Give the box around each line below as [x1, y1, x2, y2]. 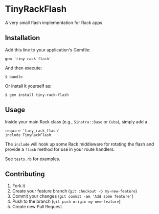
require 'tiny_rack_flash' [5, 128, 60, 133]
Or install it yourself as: [5, 83, 51, 89]
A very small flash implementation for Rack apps [5, 20, 103, 25]
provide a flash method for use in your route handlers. [5, 146, 115, 152]
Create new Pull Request [12, 204, 62, 210]
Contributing [5, 170, 45, 178]
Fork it [12, 183, 25, 189]
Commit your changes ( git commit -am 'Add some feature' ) [12, 193, 134, 199]
